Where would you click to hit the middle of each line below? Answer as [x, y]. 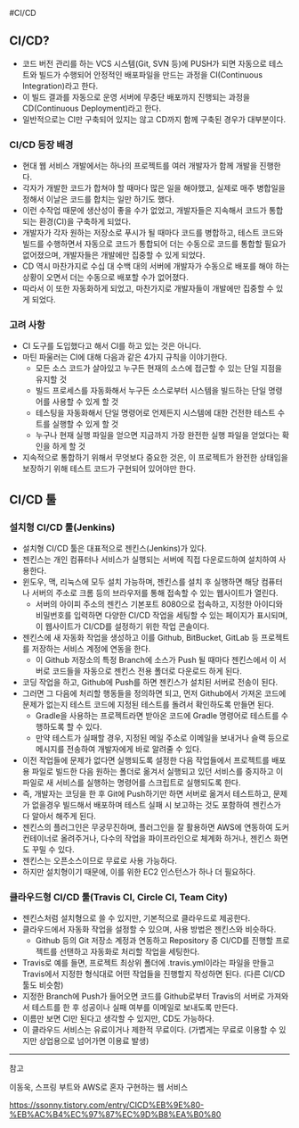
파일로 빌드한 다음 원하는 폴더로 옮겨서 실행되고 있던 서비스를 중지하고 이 [158, 772]
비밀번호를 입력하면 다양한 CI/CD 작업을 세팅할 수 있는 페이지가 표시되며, [161, 616]
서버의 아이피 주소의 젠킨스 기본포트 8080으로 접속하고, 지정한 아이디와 [159, 604]
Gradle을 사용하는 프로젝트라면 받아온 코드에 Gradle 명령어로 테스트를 [157, 716]
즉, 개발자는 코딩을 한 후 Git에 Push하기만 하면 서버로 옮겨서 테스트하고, [146, 794]
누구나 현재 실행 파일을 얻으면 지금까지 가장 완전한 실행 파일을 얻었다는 [158, 435]
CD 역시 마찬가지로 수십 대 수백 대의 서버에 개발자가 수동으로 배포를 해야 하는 [156, 266]
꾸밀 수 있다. [53, 850]
